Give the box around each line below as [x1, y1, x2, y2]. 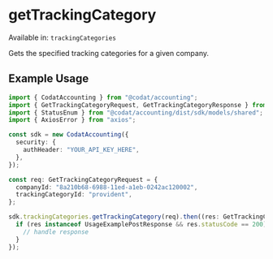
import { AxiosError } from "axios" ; [8, 116, 136, 124]
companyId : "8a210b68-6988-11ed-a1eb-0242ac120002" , [15, 183, 198, 192]
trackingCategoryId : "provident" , [15, 191, 132, 199]
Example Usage [8, 71, 89, 86]
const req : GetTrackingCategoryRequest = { [8, 175, 158, 183]
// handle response [23, 227, 89, 236]
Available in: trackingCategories [8, 32, 116, 42]
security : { [15, 138, 57, 147]
